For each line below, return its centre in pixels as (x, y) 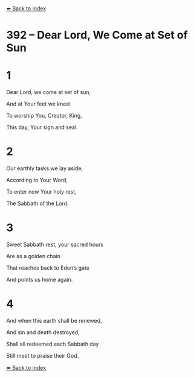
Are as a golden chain (33, 256)
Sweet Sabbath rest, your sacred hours (55, 244)
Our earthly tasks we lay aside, (45, 168)
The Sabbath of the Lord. (37, 203)
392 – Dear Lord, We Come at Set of (97, 35)
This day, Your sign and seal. (42, 127)
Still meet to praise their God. (43, 355)
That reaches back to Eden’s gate (48, 268)
